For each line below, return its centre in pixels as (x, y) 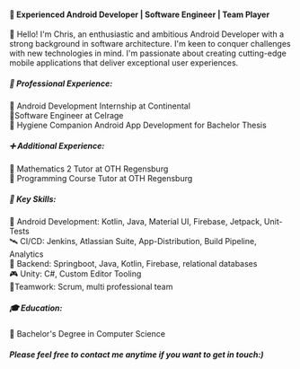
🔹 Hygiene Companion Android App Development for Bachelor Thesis (138, 125)
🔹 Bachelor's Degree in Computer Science (88, 334)
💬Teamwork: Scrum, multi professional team (91, 287)
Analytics (26, 254)
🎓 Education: (36, 308)
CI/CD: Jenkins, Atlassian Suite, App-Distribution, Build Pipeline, (139, 242)
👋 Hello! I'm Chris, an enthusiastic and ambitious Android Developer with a (147, 34)
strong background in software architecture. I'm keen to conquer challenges (150, 44)
